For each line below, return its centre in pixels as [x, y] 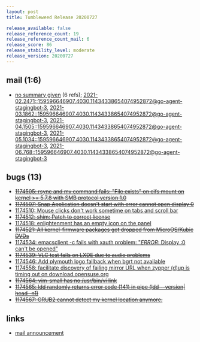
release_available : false [38, 28]
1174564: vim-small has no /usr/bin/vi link [66, 281]
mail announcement [39, 333]
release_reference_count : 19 [43, 34]
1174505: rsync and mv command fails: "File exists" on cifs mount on [99, 192]
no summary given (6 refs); [49, 95]
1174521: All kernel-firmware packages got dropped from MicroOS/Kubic [104, 230]
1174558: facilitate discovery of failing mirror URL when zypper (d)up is [102, 268]
